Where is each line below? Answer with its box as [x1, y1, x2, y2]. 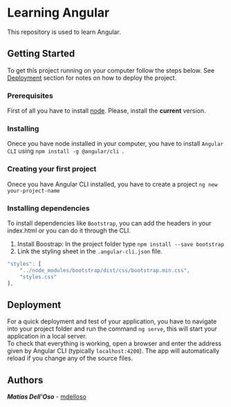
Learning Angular [7, 5, 110, 21]
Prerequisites [7, 91, 53, 100]
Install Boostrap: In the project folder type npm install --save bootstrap [17, 239, 225, 248]
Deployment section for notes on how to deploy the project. [7, 73, 177, 82]
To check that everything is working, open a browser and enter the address [7, 339, 222, 347]
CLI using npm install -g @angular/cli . [7, 147, 124, 155]
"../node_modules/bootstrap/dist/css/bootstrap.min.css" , [19, 266, 190, 274]
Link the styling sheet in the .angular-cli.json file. [17, 247, 163, 255]
